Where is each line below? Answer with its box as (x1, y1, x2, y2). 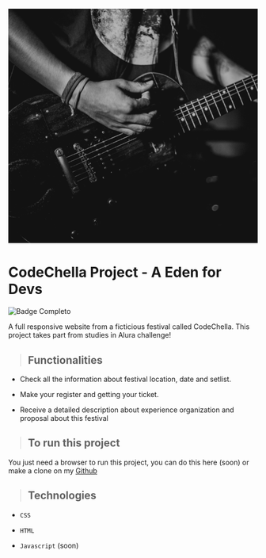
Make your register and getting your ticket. (19, 389, 159, 399)
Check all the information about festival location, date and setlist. (19, 374, 232, 384)
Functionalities (27, 354, 103, 367)
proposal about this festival (19, 413, 108, 422)
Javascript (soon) (19, 541, 79, 550)
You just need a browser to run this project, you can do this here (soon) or (8, 457, 249, 467)
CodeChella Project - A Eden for (8, 263, 222, 281)
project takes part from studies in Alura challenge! (8, 331, 172, 340)
